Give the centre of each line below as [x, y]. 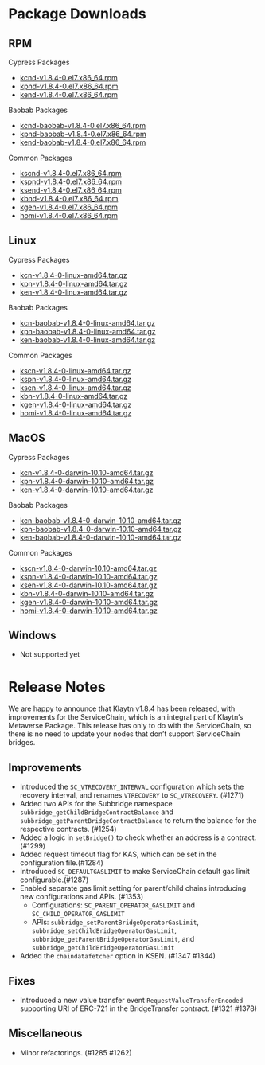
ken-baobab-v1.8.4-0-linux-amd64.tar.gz [88, 340]
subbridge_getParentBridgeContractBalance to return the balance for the [138, 821]
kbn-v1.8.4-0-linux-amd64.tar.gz [74, 396]
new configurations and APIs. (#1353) [82, 897]
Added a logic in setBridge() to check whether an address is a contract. [138, 837]
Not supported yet [50, 654]
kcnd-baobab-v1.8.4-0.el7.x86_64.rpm [83, 125]
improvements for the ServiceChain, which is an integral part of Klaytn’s [126, 717]
